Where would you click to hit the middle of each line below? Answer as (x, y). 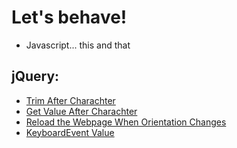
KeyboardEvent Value (70, 132)
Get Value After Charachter (81, 111)
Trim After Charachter (70, 100)
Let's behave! (69, 17)
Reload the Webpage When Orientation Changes (126, 122)
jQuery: (35, 76)
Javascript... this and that (78, 45)
